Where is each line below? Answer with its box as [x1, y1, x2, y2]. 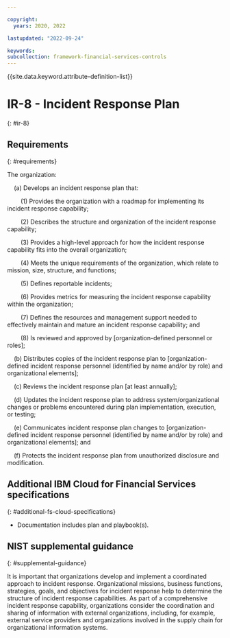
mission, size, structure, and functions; [7, 265, 117, 274]
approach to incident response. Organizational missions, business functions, [7, 579, 223, 587]
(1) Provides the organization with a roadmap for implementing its [20, 197, 205, 205]
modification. [7, 458, 44, 466]
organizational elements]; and [7, 438, 91, 446]
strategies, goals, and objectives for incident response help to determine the [7, 587, 222, 595]
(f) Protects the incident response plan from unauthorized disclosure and [13, 451, 220, 460]
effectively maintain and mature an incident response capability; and [7, 320, 201, 329]
